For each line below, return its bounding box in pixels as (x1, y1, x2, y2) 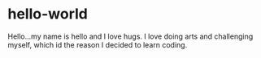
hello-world (7, 5, 89, 23)
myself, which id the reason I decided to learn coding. (7, 39, 188, 49)
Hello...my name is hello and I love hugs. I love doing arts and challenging (7, 31, 254, 41)
